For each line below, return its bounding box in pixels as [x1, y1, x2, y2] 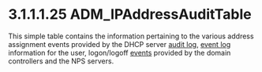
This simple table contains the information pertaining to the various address [8, 31, 254, 41]
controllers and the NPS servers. [8, 56, 114, 66]
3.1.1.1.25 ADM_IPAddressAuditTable [8, 5, 252, 23]
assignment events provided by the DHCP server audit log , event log [8, 39, 231, 49]
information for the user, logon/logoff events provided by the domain [8, 48, 231, 57]
